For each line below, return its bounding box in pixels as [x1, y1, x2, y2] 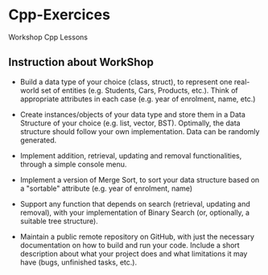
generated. [19, 135, 57, 145]
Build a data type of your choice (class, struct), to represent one [19, 76, 233, 86]
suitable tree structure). [19, 215, 98, 226]
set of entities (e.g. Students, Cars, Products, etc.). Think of [40, 85, 239, 95]
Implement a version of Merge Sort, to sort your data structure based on [19, 174, 260, 184]
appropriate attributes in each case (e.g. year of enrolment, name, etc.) [19, 94, 256, 104]
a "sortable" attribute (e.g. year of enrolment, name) [19, 183, 193, 193]
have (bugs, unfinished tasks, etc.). [19, 257, 138, 267]
